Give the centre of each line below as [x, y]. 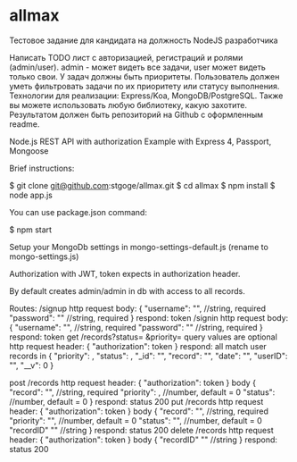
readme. [25, 124]
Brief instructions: [42, 168]
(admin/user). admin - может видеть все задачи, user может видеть [137, 67]
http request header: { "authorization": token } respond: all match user [138, 346]
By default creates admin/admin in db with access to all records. [127, 290]
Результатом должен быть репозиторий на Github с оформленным [136, 114]
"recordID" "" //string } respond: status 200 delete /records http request [141, 430]
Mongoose [29, 151]
